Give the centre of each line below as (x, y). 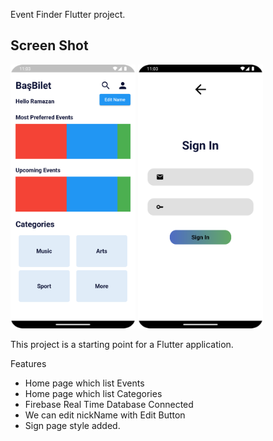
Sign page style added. (72, 426)
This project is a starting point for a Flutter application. (122, 345)
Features (28, 364)
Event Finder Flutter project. (68, 14)
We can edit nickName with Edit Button (105, 415)
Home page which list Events (84, 383)
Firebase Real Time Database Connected (109, 405)
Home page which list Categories (93, 394)
